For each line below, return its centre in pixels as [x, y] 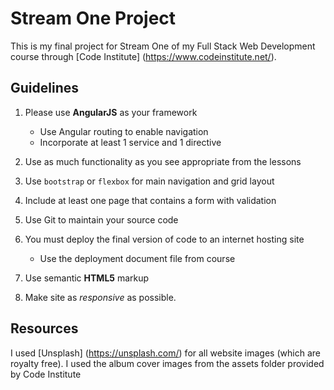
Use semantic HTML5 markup [87, 278]
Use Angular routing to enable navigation [124, 131]
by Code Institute [46, 374]
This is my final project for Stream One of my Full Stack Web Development [163, 46]
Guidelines [44, 88]
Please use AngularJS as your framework [111, 112]
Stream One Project [93, 18]
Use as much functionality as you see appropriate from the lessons [163, 161]
